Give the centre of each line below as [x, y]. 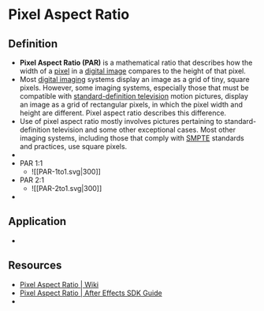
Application [37, 221]
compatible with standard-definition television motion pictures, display [134, 96]
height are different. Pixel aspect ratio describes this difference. [123, 113]
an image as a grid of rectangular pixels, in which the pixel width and [131, 105]
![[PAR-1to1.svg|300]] [66, 172]
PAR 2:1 [32, 180]
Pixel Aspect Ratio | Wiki [59, 284]
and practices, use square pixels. [73, 146]
